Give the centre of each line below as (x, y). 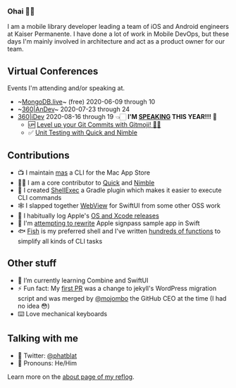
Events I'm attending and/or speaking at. (66, 88)
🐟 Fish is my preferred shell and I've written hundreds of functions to (119, 231)
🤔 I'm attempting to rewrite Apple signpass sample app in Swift (108, 223)
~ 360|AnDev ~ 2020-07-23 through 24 (74, 109)
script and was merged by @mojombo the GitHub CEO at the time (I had (122, 298)
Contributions (38, 155)
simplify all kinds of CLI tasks (60, 241)
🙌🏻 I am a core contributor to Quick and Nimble (86, 182)
